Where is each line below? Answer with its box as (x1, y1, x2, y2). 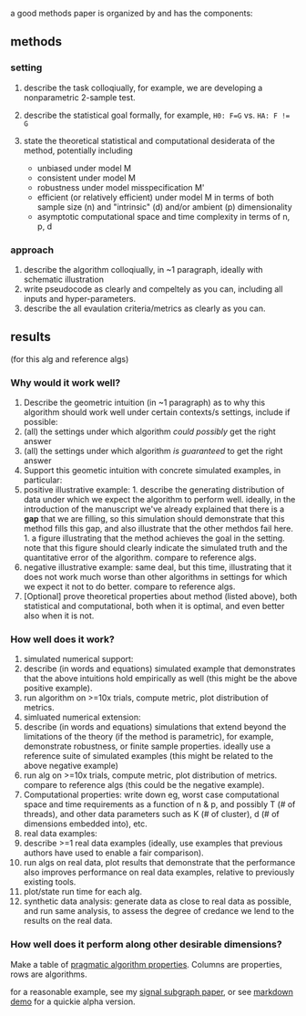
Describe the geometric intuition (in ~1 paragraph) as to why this (23, 397, 266, 409)
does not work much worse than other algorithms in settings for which (23, 572, 288, 583)
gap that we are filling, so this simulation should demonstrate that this (23, 513, 285, 524)
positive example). (23, 683, 93, 694)
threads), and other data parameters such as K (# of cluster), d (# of (23, 809, 280, 820)
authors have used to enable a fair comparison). (23, 847, 204, 858)
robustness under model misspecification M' (36, 181, 205, 192)
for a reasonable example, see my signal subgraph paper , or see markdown (10, 986, 294, 997)
